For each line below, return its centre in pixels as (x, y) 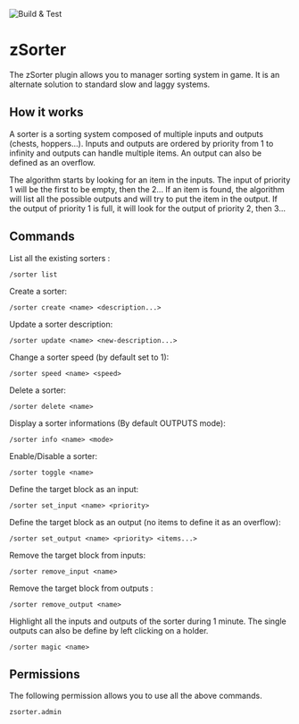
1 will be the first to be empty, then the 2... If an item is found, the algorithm (147, 189)
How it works (46, 112)
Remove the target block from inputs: (77, 555)
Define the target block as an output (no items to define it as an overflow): (145, 522)
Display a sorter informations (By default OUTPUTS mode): (117, 423)
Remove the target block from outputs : (81, 588)
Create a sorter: (38, 291)
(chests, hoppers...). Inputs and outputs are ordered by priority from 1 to (141, 143)
